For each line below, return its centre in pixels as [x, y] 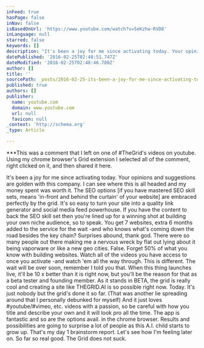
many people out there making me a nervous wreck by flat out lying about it [101, 242]
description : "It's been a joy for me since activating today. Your [95, 52]
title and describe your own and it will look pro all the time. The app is [93, 313]
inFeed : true [23, 12]
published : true [27, 85]
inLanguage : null [28, 35]
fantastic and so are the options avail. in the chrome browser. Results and [98, 319]
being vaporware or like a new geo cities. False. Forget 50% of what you [97, 248]
